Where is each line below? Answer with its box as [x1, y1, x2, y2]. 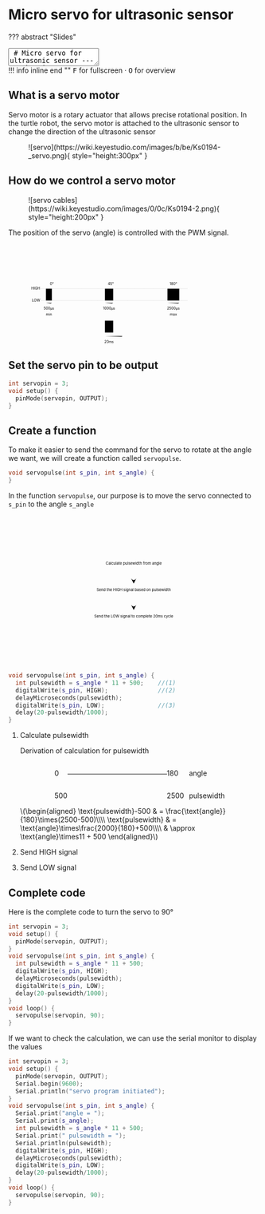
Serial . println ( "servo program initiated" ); [15, 1087, 166, 1095]
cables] [53, 195, 78, 204]
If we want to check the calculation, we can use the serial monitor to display [8, 1033, 257, 1043]
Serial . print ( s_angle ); [15, 1117, 94, 1125]
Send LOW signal [19, 863, 77, 872]
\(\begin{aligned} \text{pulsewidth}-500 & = [19, 807, 165, 816]
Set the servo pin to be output [8, 358, 159, 372]
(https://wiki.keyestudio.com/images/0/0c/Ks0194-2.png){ [28, 204, 220, 213]
